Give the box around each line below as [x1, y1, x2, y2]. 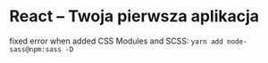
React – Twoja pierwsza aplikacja [9, 6, 260, 27]
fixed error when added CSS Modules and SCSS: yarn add [9, 35, 223, 46]
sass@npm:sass [9, 44, 63, 54]
